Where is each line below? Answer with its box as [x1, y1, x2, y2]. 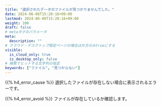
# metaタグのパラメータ [5, 30, 47, 34]
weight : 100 [5, 20, 29, 26]
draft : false [5, 25, 31, 30]
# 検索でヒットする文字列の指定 [5, 61, 60, 66]
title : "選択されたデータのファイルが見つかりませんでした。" [5, 7, 115, 12]
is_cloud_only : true [9, 52, 51, 57]
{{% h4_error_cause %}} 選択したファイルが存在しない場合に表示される [5, 79, 148, 85]
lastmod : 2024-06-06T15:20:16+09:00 [5, 16, 79, 21]
